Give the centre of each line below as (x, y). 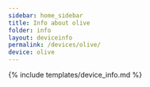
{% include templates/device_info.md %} (75, 75)
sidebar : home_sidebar (46, 15)
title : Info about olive (49, 23)
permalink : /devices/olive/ (55, 45)
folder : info (30, 30)
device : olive (32, 52)
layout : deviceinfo (40, 38)
